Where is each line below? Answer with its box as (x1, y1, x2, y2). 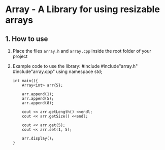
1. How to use (5, 34, 48, 43)
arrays (5, 14, 34, 26)
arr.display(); (22, 136, 54, 141)
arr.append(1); (22, 92, 54, 97)
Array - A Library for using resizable (5, 4, 160, 15)
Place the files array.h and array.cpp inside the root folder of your (12, 48, 151, 54)
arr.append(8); (22, 100, 54, 105)
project (12, 53, 28, 59)
